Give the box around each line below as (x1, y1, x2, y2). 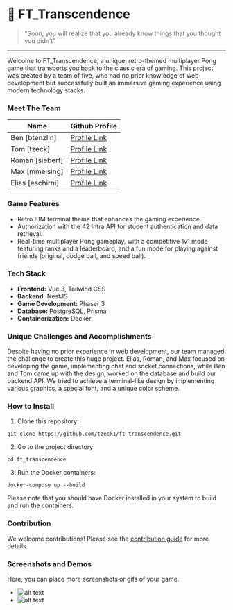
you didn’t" (24, 36, 56, 44)
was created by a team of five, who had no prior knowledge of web (7, 71, 199, 79)
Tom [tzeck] (10, 144, 51, 154)
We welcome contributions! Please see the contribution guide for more (7, 534, 209, 543)
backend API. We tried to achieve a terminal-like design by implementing (7, 377, 215, 385)
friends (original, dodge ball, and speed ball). (17, 251, 146, 260)
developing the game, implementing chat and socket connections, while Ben (7, 362, 225, 371)
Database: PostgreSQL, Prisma (17, 307, 107, 315)
